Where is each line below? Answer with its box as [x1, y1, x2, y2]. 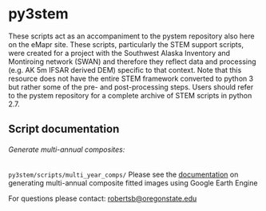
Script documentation [8, 122, 120, 136]
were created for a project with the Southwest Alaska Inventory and [8, 48, 230, 58]
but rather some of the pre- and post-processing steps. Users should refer [8, 82, 254, 92]
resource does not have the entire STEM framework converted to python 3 [8, 74, 254, 83]
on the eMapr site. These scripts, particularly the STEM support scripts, [8, 39, 244, 49]
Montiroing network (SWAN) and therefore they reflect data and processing [8, 57, 257, 66]
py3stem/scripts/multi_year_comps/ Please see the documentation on [8, 169, 239, 179]
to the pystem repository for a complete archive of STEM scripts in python [8, 90, 252, 100]
